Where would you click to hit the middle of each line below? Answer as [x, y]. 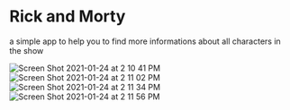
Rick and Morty [68, 17]
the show [27, 50]
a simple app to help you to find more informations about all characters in [145, 41]
